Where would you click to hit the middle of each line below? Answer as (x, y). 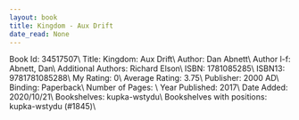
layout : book (33, 17)
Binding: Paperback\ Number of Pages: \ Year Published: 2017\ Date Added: (149, 88)
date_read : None (39, 34)
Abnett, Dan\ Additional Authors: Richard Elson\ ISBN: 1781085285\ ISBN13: (147, 68)
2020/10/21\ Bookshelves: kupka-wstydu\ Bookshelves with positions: (138, 97)
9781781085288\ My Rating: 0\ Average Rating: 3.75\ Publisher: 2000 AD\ (144, 78)
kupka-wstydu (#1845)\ (53, 107)
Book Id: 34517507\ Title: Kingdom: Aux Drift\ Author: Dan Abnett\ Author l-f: (150, 60)
